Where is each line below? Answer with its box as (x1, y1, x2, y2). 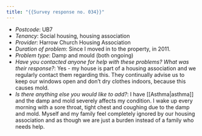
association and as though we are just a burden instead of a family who (15, 116, 194, 124)
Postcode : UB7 (15, 26, 53, 33)
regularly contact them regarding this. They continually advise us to (15, 71, 185, 78)
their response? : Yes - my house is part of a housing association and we (15, 65, 197, 72)
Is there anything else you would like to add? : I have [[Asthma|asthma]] (15, 90, 194, 98)
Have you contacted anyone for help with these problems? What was (15, 58, 189, 65)
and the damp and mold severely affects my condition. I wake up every (15, 97, 193, 104)
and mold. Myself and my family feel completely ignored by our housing (15, 110, 195, 117)
